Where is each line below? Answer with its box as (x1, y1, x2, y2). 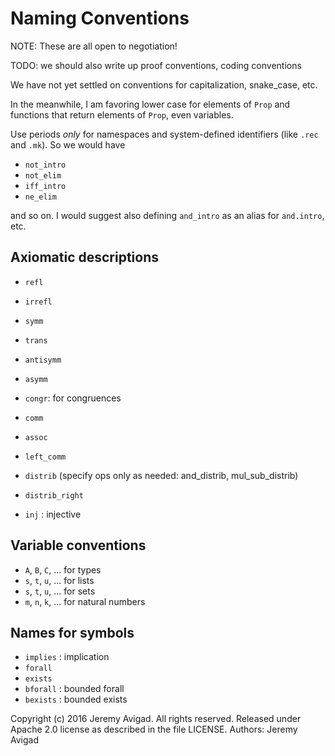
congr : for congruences (24, 392, 122, 404)
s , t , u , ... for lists (24, 574, 95, 586)
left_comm (24, 452, 67, 462)
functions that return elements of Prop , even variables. (10, 108, 234, 121)
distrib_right (24, 490, 84, 501)
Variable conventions (10, 537, 147, 554)
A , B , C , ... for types (24, 563, 102, 576)
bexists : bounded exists (24, 693, 128, 706)
